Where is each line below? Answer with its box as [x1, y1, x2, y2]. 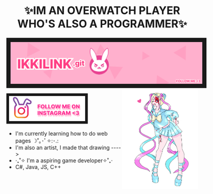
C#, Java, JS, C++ [15, 164, 61, 171]
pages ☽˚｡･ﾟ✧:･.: [15, 137, 59, 145]
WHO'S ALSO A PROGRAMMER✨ [17, 17, 187, 31]
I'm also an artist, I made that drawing [15, 144, 110, 151]
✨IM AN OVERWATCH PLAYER [24, 4, 181, 18]
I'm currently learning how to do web [15, 130, 108, 137]
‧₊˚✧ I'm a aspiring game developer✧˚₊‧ [15, 157, 113, 164]
